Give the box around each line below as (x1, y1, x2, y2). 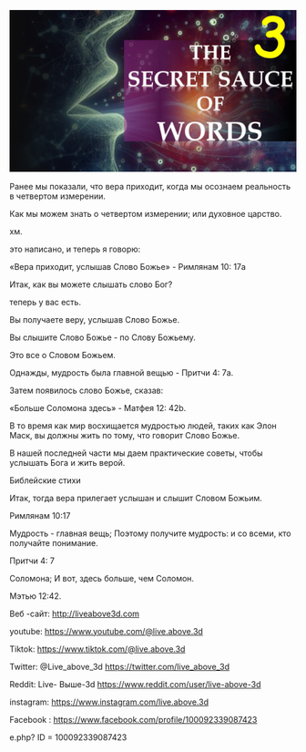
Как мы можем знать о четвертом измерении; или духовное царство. (9, 208, 282, 219)
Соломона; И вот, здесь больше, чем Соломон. (9, 572, 194, 583)
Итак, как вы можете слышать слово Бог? (9, 279, 173, 290)
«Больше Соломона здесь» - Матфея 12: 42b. (9, 402, 187, 413)
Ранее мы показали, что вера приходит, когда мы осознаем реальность (9, 180, 291, 191)
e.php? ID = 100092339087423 (9, 731, 127, 743)
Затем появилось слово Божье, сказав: (9, 385, 164, 396)
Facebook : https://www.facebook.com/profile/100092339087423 (9, 714, 258, 725)
